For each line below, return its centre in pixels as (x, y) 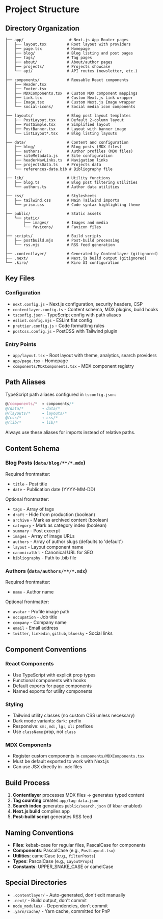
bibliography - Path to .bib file (45, 558)
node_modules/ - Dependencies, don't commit (60, 906)
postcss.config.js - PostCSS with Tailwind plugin (65, 331)
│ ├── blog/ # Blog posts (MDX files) (64, 147)
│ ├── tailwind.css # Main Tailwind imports (62, 200)
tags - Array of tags (33, 509)
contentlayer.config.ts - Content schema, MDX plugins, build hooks (85, 309)
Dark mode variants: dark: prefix (47, 721)
